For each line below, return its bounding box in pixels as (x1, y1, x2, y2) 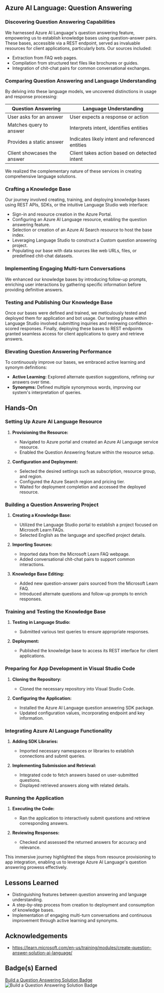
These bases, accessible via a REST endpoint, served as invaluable (5, 40, 141, 46)
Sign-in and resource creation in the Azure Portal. (12, 211, 112, 217)
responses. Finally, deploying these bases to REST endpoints (20, 325, 143, 331)
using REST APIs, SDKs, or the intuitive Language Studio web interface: (5, 202, 149, 208)
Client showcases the (7, 149, 57, 156)
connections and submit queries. (19, 753, 86, 759)
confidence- (128, 320, 154, 326)
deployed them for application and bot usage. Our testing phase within (5, 315, 147, 321)
